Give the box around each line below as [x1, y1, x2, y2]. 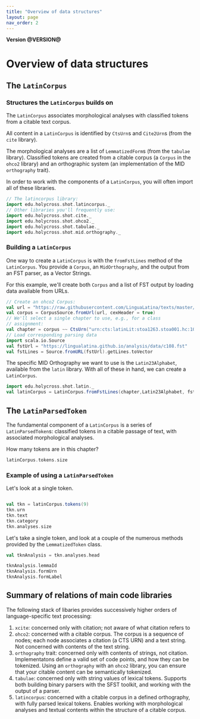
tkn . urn [6, 507, 26, 513]
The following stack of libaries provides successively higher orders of [6, 606, 177, 613]
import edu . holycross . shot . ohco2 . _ [6, 218, 95, 224]
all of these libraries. [6, 185, 57, 192]
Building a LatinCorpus [6, 243, 71, 252]
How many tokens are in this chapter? [6, 445, 99, 452]
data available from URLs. [6, 287, 70, 295]
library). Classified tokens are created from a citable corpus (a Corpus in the [6, 154, 192, 161]
